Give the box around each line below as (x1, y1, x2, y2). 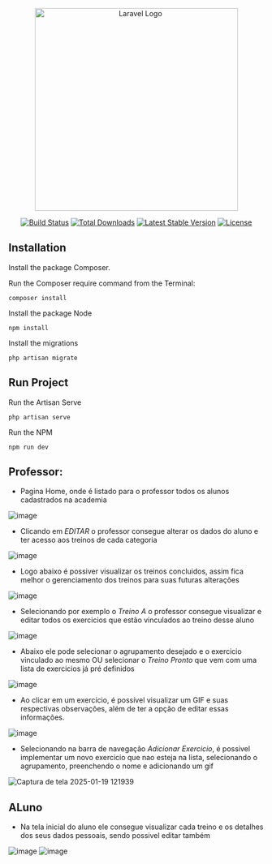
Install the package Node (8, 308, 93, 318)
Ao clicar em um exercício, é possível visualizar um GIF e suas (19, 695, 229, 705)
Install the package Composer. (8, 262, 111, 272)
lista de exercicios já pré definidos (19, 664, 136, 673)
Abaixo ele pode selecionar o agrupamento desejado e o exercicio (19, 647, 242, 656)
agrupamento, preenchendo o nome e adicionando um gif (19, 761, 214, 771)
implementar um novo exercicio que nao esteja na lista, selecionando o (19, 753, 258, 763)
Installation (8, 241, 67, 255)
